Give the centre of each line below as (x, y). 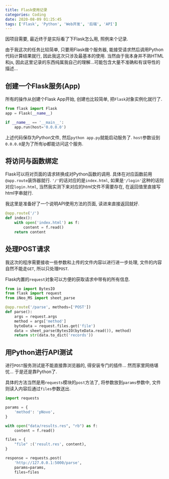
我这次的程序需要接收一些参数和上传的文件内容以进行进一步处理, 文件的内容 (83, 262)
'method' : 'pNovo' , (35, 412)
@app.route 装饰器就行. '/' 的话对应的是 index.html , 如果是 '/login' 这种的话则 (84, 181)
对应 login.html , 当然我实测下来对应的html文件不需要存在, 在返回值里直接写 (83, 187)
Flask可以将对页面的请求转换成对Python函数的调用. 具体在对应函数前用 (79, 174)
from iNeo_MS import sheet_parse (40, 298)
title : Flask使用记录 (26, 10)
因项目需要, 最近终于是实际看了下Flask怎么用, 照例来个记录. (67, 39)
